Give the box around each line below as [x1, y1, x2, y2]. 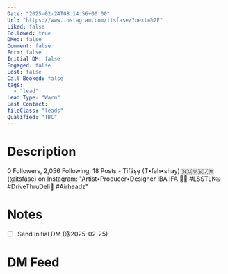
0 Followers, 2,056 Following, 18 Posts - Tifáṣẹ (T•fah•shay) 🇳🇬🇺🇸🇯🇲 [7, 166, 214, 175]
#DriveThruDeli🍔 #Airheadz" [7, 182, 89, 191]
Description [7, 143, 76, 159]
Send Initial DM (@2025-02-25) [17, 229, 108, 238]
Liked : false [7, 23, 45, 30]
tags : [7, 81, 23, 88]
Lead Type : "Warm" [7, 95, 60, 102]
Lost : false [7, 68, 42, 75]
